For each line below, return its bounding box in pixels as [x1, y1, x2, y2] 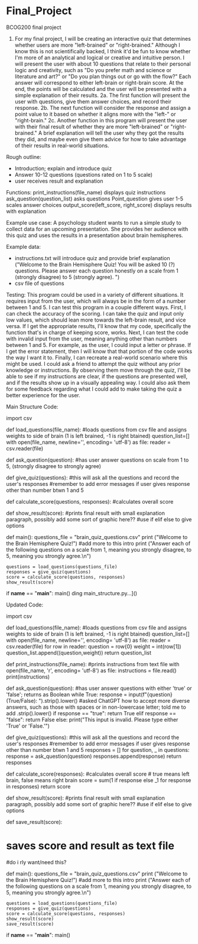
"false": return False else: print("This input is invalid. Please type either [6, 716, 178, 723]
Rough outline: [6, 153, 41, 160]
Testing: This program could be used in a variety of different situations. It [6, 291, 184, 298]
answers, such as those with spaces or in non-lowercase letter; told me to [6, 703, 186, 711]
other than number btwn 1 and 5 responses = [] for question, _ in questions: [6, 746, 190, 753]
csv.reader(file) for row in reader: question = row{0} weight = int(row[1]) [6, 643, 181, 650]
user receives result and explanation [14, 177, 103, 184]
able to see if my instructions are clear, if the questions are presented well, [6, 372, 188, 379]
